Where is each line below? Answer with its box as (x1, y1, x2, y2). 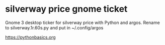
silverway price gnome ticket (5, 3, 128, 15)
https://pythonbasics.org (5, 34, 56, 40)
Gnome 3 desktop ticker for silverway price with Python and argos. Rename (5, 20, 160, 25)
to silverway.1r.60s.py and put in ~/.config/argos (5, 24, 103, 30)
